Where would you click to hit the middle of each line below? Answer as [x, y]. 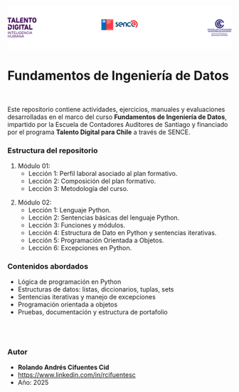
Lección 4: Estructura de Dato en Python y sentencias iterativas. [122, 233]
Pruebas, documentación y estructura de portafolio [93, 312]
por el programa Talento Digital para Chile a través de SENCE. [99, 132]
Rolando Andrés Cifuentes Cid [63, 367]
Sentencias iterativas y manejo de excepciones [87, 297]
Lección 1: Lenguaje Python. [70, 210]
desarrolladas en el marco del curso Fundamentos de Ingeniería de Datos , [117, 117]
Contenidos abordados [48, 267]
